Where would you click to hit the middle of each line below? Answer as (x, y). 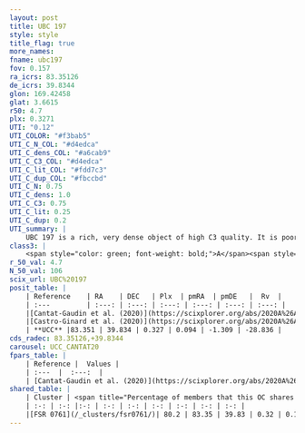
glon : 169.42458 (40, 93)
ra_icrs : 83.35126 (44, 77)
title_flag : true (42, 43)
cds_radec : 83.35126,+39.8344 (67, 339)
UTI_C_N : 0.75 (36, 187)
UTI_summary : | (38, 229)
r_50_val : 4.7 (36, 263)
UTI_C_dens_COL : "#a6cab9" (60, 153)
